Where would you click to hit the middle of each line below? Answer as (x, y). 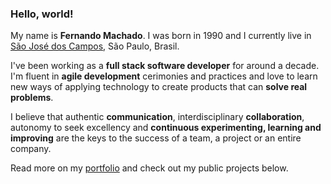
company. (31, 149)
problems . (32, 98)
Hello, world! (42, 14)
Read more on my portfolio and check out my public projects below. (149, 168)
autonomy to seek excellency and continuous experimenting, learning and (166, 128)
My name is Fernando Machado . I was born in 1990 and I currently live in (161, 36)
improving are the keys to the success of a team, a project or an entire (156, 138)
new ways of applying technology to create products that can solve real (159, 87)
